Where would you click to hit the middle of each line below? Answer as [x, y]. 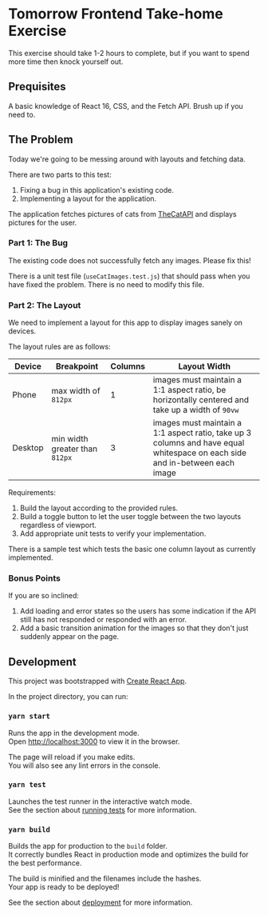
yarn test [27, 785]
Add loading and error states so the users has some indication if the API [138, 611]
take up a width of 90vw [196, 410]
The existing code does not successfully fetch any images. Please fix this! [130, 260]
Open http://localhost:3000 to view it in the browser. [94, 741]
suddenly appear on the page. [69, 637]
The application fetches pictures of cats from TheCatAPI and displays [122, 214]
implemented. [31, 557]
